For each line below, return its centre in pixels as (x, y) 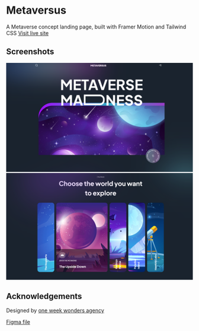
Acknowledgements (44, 296)
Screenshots (30, 52)
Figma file (18, 322)
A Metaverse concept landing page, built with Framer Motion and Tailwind (96, 27)
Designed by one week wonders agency (55, 311)
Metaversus (36, 10)
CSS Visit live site (28, 33)
